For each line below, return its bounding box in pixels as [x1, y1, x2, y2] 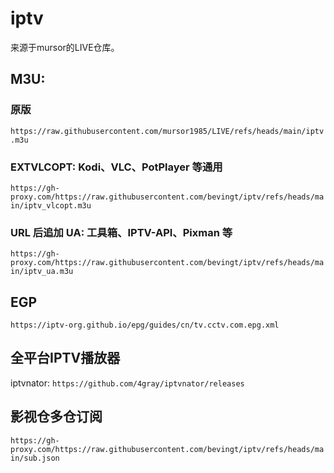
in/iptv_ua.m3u [10, 267, 74, 277]
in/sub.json [10, 453, 60, 463]
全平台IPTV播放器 [10, 350, 121, 367]
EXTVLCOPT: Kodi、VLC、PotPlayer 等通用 [10, 160, 223, 174]
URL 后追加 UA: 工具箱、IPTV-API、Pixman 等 [10, 225, 233, 239]
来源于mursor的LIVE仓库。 [10, 41, 120, 53]
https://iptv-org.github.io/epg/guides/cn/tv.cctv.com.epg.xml [10, 320, 280, 331]
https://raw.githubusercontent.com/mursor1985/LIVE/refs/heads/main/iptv [10, 126, 325, 136]
